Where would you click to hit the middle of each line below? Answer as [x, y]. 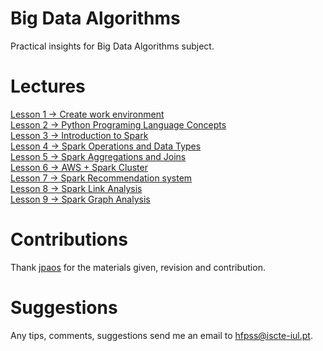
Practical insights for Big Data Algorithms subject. [112, 46]
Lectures [48, 86]
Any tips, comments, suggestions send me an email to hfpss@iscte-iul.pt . [161, 335]
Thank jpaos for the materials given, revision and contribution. [138, 267]
